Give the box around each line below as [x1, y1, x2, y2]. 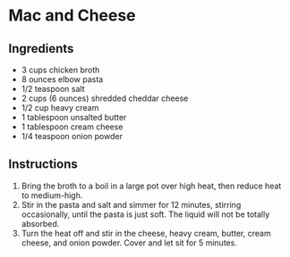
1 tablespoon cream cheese [21, 121, 124, 132]
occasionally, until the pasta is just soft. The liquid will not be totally [21, 209, 270, 220]
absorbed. [21, 218, 60, 228]
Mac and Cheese [8, 5, 136, 26]
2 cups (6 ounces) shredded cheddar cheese [21, 93, 189, 104]
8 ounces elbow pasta [21, 74, 104, 85]
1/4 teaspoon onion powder [21, 131, 123, 141]
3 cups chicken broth [21, 64, 100, 75]
